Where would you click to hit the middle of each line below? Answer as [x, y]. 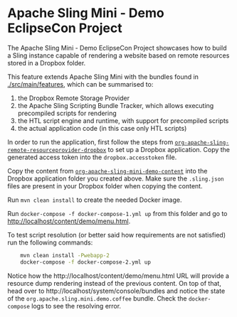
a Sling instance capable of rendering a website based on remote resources [118, 55]
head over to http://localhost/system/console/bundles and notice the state [116, 291]
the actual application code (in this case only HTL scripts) [102, 128]
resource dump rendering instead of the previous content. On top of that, [115, 283]
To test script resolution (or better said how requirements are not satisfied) [117, 235]
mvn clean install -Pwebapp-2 [65, 255]
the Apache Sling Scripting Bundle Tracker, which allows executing [116, 105]
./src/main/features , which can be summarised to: [80, 84]
